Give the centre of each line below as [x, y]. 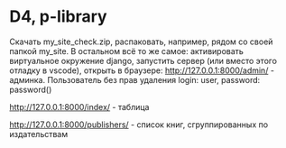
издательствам [39, 134]
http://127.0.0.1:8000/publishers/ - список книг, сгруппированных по [139, 125]
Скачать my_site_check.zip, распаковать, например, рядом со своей [141, 42]
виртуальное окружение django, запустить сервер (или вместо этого [143, 60]
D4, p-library [58, 17]
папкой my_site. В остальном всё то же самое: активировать [126, 51]
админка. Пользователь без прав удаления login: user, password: [135, 79]
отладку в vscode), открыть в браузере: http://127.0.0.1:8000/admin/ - [142, 70]
